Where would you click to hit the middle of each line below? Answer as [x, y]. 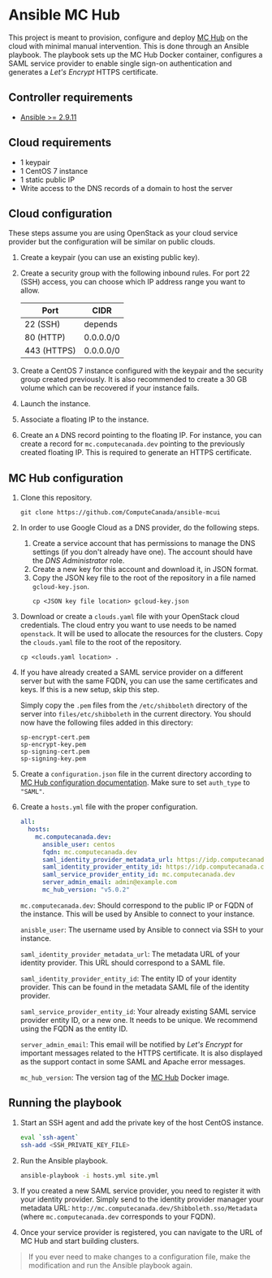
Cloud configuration [60, 213]
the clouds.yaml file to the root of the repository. [101, 643]
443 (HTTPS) [50, 351]
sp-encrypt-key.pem [53, 745]
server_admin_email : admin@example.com [109, 882]
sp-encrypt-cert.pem [55, 738]
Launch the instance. [55, 404]
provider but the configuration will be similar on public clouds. [112, 242]
